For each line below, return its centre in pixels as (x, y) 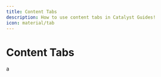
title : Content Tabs (32, 12)
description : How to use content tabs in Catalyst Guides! (81, 17)
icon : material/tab (30, 23)
